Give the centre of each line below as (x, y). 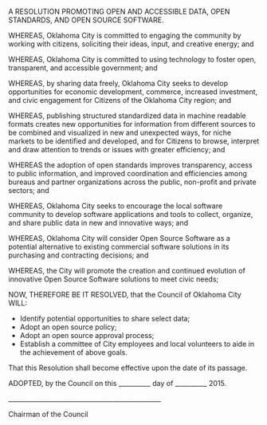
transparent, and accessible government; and (83, 68)
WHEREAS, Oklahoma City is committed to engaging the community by (125, 35)
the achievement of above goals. (73, 352)
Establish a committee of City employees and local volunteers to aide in (137, 344)
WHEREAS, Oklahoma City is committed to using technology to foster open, (132, 59)
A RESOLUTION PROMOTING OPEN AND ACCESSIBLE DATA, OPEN (119, 12)
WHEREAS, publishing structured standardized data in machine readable (127, 116)
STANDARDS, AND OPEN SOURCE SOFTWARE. (86, 20)
